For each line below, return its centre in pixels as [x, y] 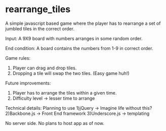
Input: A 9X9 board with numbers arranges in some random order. [74, 38]
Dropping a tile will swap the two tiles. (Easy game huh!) [71, 73]
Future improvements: [28, 83]
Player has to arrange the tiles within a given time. [65, 93]
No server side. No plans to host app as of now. [55, 123]
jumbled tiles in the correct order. [40, 28]
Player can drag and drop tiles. [45, 68]
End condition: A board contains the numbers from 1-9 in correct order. [79, 48]
